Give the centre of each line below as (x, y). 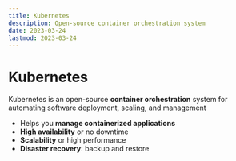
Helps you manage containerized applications (98, 124)
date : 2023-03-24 (37, 30)
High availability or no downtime (74, 132)
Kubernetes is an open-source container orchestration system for (118, 100)
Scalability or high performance (73, 140)
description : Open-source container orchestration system (107, 23)
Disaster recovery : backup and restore (84, 149)
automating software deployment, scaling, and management (107, 108)
